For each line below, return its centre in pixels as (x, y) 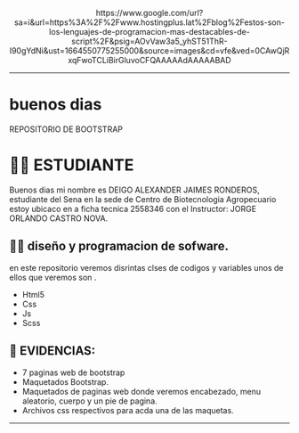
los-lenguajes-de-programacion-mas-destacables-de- (149, 32)
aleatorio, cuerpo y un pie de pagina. (89, 401)
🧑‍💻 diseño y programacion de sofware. (119, 246)
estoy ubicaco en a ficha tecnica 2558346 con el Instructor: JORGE (133, 208)
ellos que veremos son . (53, 277)
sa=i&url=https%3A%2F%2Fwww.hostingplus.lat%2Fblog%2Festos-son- (149, 22)
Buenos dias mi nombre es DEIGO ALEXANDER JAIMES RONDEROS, (134, 190)
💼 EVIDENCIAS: (53, 351)
